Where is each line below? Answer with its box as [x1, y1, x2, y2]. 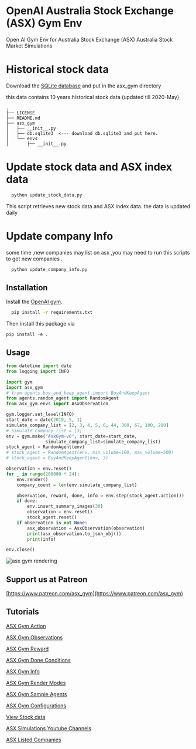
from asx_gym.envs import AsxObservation [6, 401, 109, 407]
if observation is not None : [16, 520, 88, 526]
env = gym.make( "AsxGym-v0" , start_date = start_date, [6, 433, 137, 439]
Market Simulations [6, 42, 53, 49]
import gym [6, 379, 33, 385]
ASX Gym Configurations [6, 702, 66, 709]
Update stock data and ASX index [6, 160, 173, 174]
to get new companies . [6, 255, 63, 262]
